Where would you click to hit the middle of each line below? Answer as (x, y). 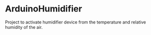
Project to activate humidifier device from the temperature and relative (75, 22)
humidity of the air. (24, 27)
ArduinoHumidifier (44, 9)
